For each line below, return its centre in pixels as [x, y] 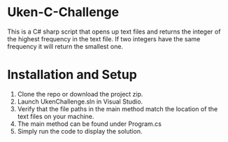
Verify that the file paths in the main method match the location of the [117, 108]
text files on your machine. [56, 116]
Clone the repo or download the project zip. [80, 94]
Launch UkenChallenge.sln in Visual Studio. [80, 101]
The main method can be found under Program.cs [90, 124]
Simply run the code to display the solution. [80, 131]
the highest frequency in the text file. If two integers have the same [104, 38]
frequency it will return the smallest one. [65, 46]
